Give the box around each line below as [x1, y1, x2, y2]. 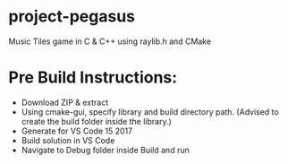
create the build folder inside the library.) [21, 116, 172, 126]
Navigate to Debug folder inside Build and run [21, 144, 190, 155]
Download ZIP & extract [21, 97, 109, 108]
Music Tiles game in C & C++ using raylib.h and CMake [8, 36, 212, 47]
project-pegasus [8, 6, 136, 27]
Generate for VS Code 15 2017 [21, 125, 133, 136]
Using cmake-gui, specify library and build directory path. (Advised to [21, 106, 279, 117]
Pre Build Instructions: [8, 67, 178, 88]
